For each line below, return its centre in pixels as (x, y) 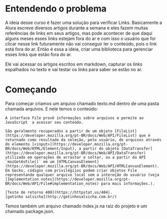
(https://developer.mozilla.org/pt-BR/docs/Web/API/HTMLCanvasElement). (82, 166)
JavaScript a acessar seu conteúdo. (44, 122)
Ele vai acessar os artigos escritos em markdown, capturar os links (74, 64)
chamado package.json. (30, 211)
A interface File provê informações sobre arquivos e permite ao (74, 118)
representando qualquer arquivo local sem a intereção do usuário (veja (82, 175)
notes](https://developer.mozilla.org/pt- (85, 179)
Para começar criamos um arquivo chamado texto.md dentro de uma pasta (82, 103)
